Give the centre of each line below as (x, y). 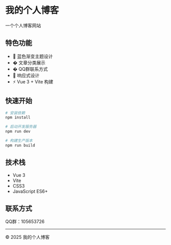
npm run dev (18, 132)
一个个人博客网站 (23, 25)
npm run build (20, 145)
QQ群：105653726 (25, 222)
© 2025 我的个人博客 (27, 237)
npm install (18, 117)
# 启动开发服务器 (21, 127)
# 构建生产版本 (19, 141)
